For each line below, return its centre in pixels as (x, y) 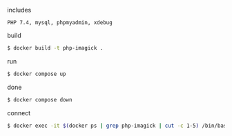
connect (19, 113)
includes (19, 10)
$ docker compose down (40, 99)
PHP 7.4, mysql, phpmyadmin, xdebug (60, 23)
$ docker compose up (37, 74)
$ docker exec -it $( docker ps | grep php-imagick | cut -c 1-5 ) (103, 126)
